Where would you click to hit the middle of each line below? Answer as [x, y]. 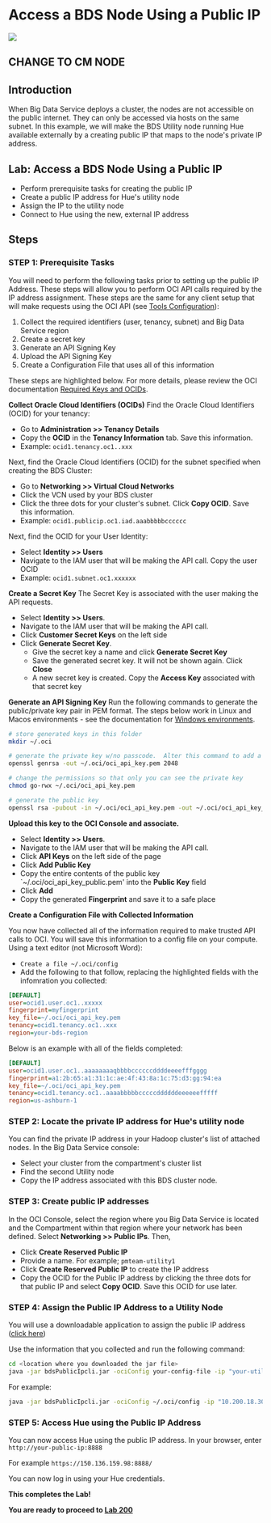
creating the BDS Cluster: [50, 470]
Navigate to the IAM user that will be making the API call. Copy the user [139, 561]
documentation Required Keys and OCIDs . [78, 389]
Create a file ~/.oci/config [69, 964]
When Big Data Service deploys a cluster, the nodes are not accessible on [131, 109]
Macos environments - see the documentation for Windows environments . [132, 719]
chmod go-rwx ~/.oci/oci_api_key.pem [72, 786]
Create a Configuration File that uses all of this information [117, 365]
